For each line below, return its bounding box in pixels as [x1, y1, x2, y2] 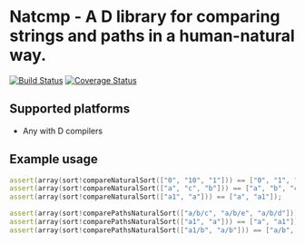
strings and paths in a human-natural [9, 25, 295, 46]
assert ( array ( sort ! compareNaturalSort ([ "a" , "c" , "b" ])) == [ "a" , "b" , [9, 184, 287, 193]
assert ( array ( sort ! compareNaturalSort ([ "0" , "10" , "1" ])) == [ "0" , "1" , [9, 175, 290, 185]
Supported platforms [9, 102, 130, 117]
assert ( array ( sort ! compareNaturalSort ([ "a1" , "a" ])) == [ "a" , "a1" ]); [9, 192, 282, 201]
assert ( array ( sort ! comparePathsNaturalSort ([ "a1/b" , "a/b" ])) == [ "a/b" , [9, 225, 295, 235]
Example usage [9, 151, 98, 167]
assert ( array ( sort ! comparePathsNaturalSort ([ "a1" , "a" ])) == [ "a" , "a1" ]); [9, 218, 302, 227]
